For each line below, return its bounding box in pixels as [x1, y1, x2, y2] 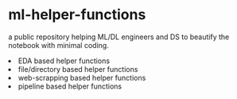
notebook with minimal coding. [8, 40, 109, 49]
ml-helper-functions [8, 6, 146, 24]
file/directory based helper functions [18, 64, 138, 73]
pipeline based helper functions [18, 81, 122, 91]
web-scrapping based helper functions [18, 73, 146, 82]
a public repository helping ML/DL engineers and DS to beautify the [8, 32, 230, 42]
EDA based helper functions [18, 56, 110, 65]
